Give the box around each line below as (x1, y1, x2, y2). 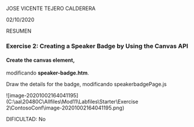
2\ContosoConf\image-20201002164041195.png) (6, 104, 125, 111)
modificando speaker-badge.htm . (6, 69, 89, 76)
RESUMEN (6, 27, 32, 34)
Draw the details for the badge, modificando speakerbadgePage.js (6, 81, 167, 88)
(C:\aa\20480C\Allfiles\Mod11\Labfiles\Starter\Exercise (6, 98, 139, 105)
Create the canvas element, (6, 57, 75, 63)
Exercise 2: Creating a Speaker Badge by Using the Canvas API (6, 42, 189, 50)
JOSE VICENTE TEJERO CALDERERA (6, 5, 96, 12)
